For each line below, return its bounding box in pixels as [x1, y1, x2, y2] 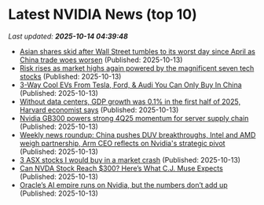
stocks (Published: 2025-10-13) [19, 71, 122, 81]
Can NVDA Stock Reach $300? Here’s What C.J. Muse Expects [19, 163, 224, 173]
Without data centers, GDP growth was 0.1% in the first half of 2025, [19, 97, 241, 106]
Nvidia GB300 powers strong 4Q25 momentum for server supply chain [19, 113, 249, 123]
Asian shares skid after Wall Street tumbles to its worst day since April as [19, 46, 255, 56]
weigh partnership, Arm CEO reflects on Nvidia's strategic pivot [19, 138, 225, 148]
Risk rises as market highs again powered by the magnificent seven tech [19, 63, 255, 72]
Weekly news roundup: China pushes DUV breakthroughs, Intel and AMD [19, 130, 256, 139]
